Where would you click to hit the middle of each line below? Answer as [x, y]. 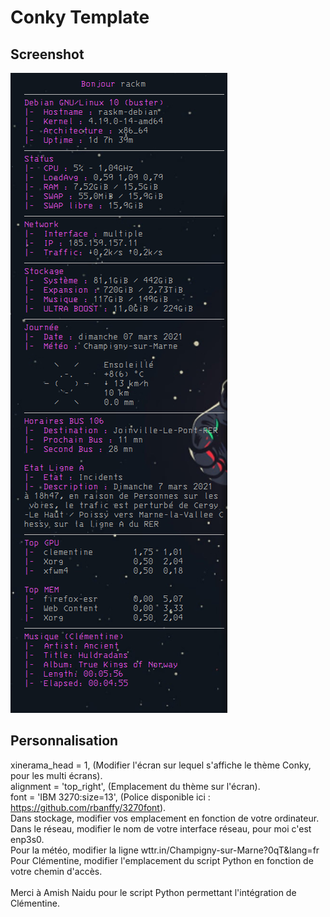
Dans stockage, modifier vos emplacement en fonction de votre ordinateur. [165, 818]
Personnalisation [64, 741]
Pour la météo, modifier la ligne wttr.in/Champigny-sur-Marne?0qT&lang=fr [165, 850]
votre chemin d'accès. [56, 871]
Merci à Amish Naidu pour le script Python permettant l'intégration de [153, 892]
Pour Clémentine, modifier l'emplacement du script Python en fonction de [162, 860]
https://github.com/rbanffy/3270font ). [88, 807]
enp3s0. [27, 839]
